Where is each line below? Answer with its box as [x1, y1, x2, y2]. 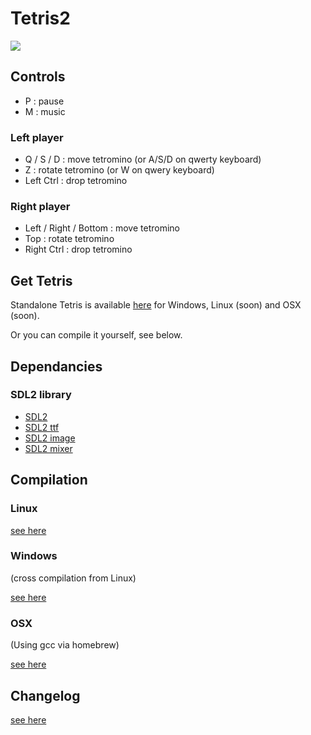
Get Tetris [10, 272, 73, 289]
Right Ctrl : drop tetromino [24, 243, 133, 256]
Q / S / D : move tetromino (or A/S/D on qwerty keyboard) [24, 153, 262, 166]
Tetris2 [10, 7, 71, 30]
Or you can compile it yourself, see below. [10, 329, 183, 341]
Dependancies [10, 358, 103, 375]
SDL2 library [10, 388, 72, 402]
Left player [10, 130, 64, 144]
